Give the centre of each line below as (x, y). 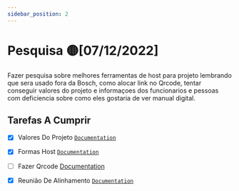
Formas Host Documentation (58, 152)
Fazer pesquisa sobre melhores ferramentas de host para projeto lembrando (119, 75)
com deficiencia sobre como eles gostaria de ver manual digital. (102, 98)
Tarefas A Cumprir (49, 120)
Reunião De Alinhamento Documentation (76, 180)
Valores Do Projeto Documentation (67, 138)
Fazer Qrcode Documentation (61, 166)
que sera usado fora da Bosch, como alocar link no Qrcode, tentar (105, 83)
